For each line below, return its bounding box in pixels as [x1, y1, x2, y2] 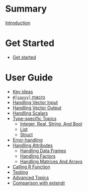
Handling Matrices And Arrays [20, 158, 83, 164]
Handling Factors [20, 153, 56, 159]
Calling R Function [12, 164, 50, 170]
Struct [20, 131, 33, 137]
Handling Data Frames [20, 148, 66, 154]
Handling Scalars [12, 110, 48, 116]
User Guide [5, 72, 53, 83]
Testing [12, 169, 29, 175]
